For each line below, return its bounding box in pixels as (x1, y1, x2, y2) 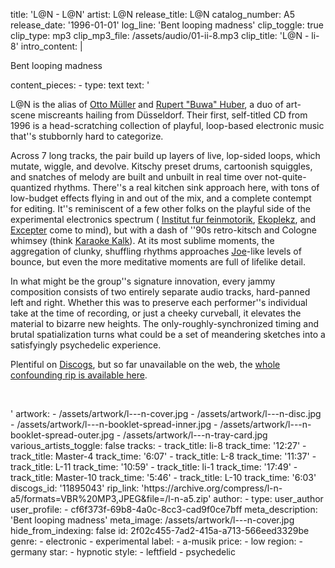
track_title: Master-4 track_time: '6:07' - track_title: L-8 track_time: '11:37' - (10, 450, 317, 462)
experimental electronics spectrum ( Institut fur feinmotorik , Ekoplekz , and (10, 214, 317, 225)
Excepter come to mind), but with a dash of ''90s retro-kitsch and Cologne (10, 224, 317, 236)
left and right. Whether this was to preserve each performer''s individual (10, 297, 308, 308)
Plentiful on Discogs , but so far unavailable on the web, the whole (10, 359, 281, 370)
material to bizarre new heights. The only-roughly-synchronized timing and (10, 318, 320, 329)
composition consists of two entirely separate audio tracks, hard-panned (10, 286, 311, 298)
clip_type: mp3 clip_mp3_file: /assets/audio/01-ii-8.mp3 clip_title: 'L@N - (10, 30, 310, 41)
